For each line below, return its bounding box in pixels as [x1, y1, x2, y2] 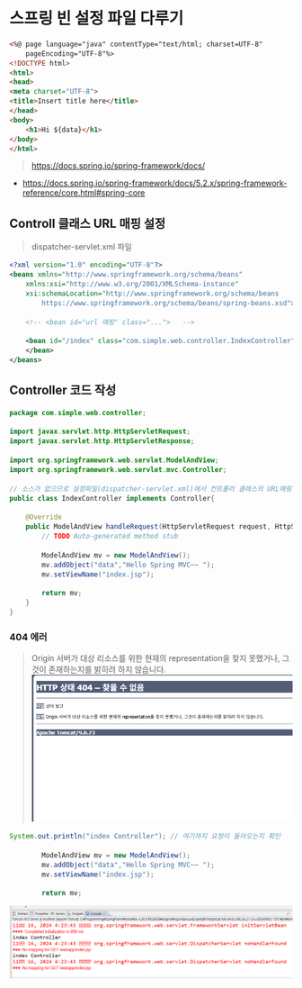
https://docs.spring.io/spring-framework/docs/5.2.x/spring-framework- [22, 177, 288, 189]
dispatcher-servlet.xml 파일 [31, 241, 132, 252]
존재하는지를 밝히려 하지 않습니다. [48, 664, 166, 675]
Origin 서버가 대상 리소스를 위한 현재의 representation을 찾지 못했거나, [31, 653, 280, 664]
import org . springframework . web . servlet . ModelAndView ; [9, 456, 219, 465]
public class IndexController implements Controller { [9, 494, 216, 503]
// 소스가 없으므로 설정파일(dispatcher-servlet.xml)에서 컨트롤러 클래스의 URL [9, 484, 280, 494]
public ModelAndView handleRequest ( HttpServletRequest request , [25, 522, 271, 531]
